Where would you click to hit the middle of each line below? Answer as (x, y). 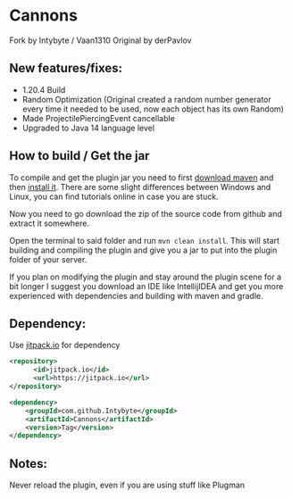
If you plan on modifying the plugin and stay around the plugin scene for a (145, 277)
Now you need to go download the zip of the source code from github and (146, 213)
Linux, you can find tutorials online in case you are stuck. (114, 196)
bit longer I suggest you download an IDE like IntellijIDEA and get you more (146, 286)
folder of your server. (48, 259)
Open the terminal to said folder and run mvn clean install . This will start (144, 240)
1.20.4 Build (44, 89)
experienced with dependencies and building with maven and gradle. (136, 295)
